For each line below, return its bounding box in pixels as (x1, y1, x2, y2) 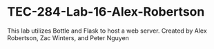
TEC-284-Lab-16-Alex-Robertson (7, 4, 205, 20)
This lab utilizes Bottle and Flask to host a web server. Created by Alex (7, 27, 207, 35)
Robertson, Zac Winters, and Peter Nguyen (7, 33, 130, 42)
